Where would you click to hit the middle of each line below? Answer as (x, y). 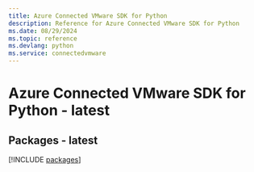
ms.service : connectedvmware (57, 53)
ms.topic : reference (43, 38)
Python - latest (59, 111)
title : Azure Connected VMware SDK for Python (88, 16)
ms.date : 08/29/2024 (43, 31)
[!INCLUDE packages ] (45, 159)
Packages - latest (53, 140)
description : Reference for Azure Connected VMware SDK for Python (124, 23)
